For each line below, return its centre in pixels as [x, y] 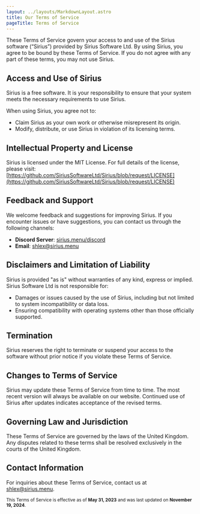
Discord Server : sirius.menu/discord [60, 239]
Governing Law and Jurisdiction [67, 422]
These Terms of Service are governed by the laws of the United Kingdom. [98, 436]
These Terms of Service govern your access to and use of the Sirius [91, 40]
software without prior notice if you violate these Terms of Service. [89, 357]
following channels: [30, 228]
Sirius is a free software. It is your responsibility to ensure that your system [99, 93]
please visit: [21, 169]
